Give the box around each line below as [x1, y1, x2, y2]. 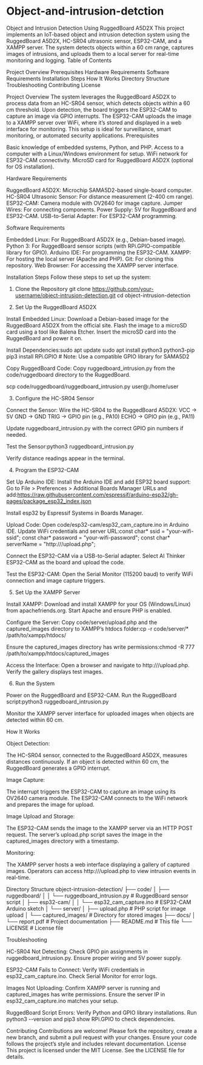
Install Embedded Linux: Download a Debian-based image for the [6, 315, 169, 323]
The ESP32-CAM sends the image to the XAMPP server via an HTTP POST [6, 824, 193, 832]
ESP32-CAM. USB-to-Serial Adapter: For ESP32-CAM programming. [6, 212, 178, 219]
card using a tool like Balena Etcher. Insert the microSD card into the [6, 328, 176, 335]
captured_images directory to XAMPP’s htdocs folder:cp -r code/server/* [6, 625, 189, 632]
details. [6, 1053, 25, 1060]
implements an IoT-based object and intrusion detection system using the [6, 30, 190, 38]
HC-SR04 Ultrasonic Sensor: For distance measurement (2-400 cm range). [6, 193, 194, 200]
